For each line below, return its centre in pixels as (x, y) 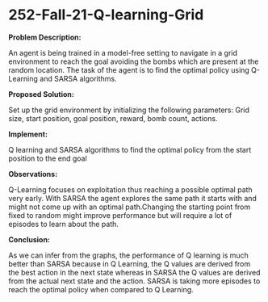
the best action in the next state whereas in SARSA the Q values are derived (134, 272)
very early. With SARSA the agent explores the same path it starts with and (132, 198)
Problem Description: (45, 37)
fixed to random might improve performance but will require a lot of (120, 215)
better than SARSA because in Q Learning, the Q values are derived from (130, 263)
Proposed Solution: (41, 94)
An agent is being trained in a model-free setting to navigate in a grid (123, 52)
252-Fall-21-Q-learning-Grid (106, 15)
